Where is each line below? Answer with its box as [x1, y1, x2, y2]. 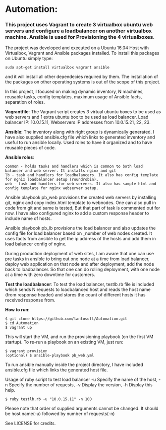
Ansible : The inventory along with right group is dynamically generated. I [5, 129, 155, 135]
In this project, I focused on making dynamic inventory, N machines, [5, 88, 144, 95]
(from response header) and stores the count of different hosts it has [5, 292, 146, 298]
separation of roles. [5, 99, 45, 105]
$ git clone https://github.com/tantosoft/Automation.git [5, 316, 127, 321]
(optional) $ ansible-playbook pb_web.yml [5, 353, 94, 358]
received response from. [5, 297, 55, 303]
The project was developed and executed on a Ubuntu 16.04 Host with [5, 45, 149, 51]
